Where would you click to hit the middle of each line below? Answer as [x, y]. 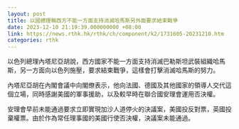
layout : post [27, 14]
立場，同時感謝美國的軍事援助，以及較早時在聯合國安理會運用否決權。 [116, 94]
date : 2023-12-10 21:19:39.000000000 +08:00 [74, 27]
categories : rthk [33, 40]
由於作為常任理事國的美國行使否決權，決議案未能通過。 [113, 118]
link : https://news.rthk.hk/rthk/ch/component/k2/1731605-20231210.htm [116, 34]
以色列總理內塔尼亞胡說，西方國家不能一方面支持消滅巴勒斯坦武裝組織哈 [113, 62]
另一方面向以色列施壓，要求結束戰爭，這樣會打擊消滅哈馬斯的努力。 [119, 70]
